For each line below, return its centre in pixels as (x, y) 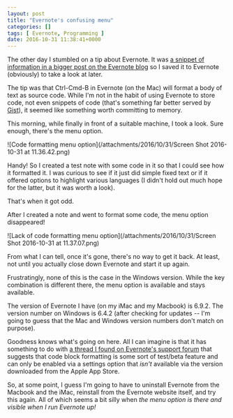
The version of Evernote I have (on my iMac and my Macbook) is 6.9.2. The (115, 306)
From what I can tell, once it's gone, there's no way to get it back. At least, (114, 257)
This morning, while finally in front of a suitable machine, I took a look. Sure (115, 124)
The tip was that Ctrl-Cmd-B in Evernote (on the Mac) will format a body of (115, 88)
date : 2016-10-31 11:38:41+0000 (54, 40)
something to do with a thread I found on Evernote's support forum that (110, 349)
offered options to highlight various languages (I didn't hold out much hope (115, 180)
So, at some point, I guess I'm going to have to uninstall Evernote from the (113, 385)
